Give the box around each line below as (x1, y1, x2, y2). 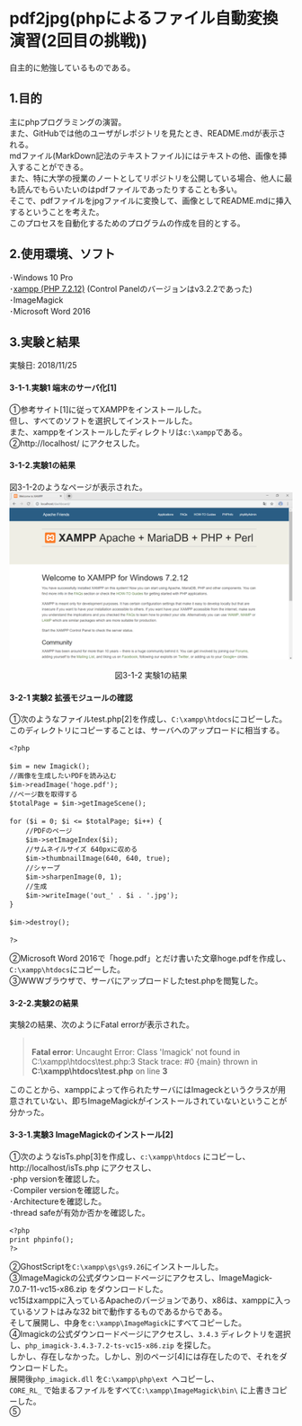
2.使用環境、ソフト (9, 246, 116, 261)
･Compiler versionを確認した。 (9, 1184, 124, 1195)
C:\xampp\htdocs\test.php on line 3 (31, 1066, 168, 1076)
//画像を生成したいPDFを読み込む (9, 772, 117, 781)
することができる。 (16, 161, 88, 172)
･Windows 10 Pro (9, 271, 74, 283)
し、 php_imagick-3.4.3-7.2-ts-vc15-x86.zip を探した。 (9, 1340, 216, 1351)
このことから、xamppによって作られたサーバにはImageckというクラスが (9, 1085, 279, 1095)
